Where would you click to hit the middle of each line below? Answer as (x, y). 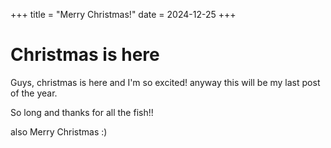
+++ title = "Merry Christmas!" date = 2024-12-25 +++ (123, 14)
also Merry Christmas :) (59, 131)
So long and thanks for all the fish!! (82, 112)
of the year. (34, 93)
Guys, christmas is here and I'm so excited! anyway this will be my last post (165, 82)
